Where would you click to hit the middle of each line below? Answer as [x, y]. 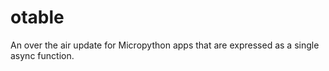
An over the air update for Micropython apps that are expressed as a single [165, 45]
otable [37, 17]
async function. [42, 55]
